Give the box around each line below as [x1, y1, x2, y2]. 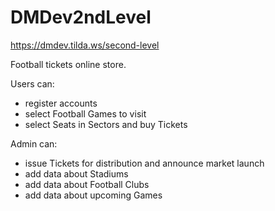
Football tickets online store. [10, 58, 127, 70]
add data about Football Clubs [24, 178, 150, 190]
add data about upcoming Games [24, 189, 163, 201]
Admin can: [10, 137, 58, 150]
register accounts [24, 97, 98, 109]
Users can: [10, 77, 55, 90]
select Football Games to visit [24, 107, 147, 120]
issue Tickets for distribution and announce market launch [24, 157, 265, 169]
